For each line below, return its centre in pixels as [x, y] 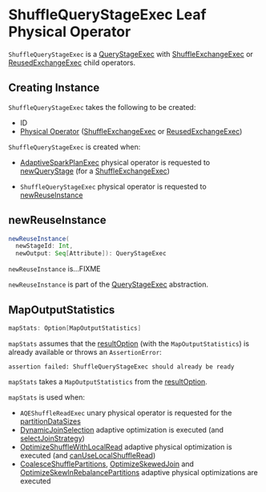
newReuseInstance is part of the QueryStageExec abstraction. [109, 285]
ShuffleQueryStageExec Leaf [107, 15]
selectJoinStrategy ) [52, 438]
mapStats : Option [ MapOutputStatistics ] [75, 328]
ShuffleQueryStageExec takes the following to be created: [102, 107]
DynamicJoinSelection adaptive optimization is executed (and [122, 429]
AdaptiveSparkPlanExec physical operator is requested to [115, 162]
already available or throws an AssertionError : [85, 352]
